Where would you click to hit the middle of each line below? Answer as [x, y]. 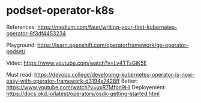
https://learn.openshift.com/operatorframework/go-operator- [113, 45]
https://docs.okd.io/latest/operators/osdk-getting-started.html [83, 93]
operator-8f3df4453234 [36, 33]
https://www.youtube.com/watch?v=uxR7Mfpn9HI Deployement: [86, 87]
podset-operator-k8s [60, 10]
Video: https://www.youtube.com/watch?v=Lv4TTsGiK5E [76, 63]
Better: [129, 81]
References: [21, 27]
